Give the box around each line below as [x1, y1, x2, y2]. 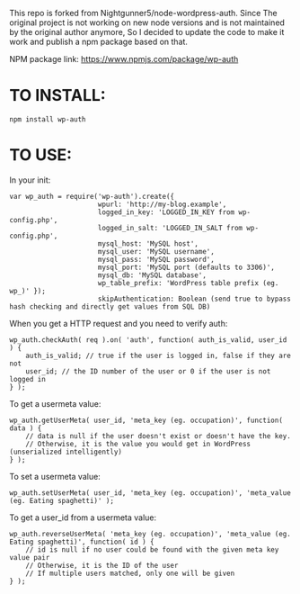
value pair [9, 553, 50, 562]
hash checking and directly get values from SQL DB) [9, 301, 211, 311]
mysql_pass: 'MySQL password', [97, 255, 216, 264]
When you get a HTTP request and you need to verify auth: [9, 318, 228, 328]
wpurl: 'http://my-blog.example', [97, 200, 227, 209]
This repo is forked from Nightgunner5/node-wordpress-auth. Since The [9, 8, 278, 18]
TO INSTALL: [9, 85, 106, 106]
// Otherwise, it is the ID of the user [25, 561, 179, 570]
